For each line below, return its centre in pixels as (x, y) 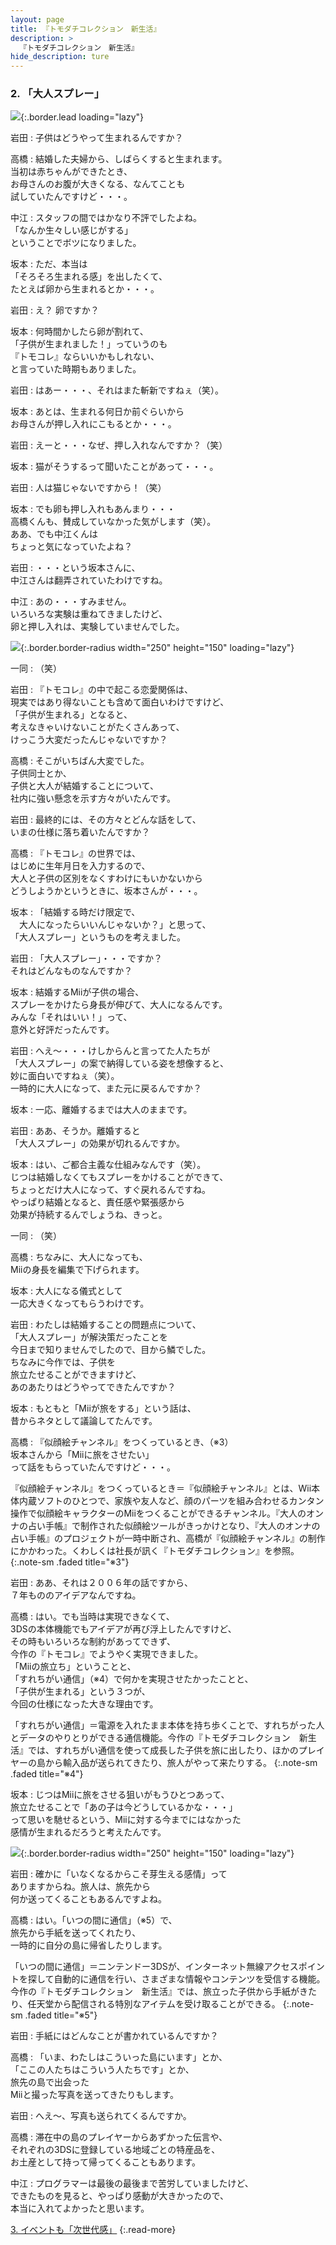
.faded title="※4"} (47, 1774)
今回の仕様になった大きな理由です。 (84, 1704)
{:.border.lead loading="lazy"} (82, 117)
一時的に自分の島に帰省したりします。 (89, 1945)
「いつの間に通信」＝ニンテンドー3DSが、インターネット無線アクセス (154, 1967)
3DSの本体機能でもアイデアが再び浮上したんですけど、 (123, 1629)
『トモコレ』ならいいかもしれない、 (85, 357)
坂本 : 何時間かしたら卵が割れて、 (79, 332)
